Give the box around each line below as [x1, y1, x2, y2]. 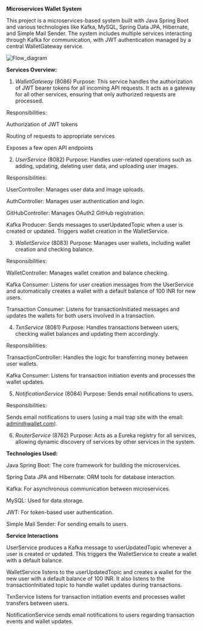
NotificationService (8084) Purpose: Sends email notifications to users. [15, 390, 194, 397]
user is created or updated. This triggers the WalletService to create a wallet [6, 550, 197, 557]
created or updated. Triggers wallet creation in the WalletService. [6, 227, 169, 235]
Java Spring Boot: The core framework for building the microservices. [6, 462, 181, 469]
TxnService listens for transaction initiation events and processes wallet [6, 593, 185, 600]
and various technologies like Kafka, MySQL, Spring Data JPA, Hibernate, [6, 24, 190, 30]
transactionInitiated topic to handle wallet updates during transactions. [6, 581, 182, 589]
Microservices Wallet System [6, 5, 82, 12]
